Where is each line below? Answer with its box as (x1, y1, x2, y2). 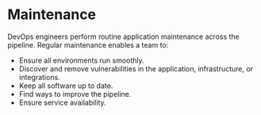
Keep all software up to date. (18, 81, 113, 90)
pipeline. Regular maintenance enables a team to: (7, 40, 169, 49)
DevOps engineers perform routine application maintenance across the (7, 32, 240, 41)
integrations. (18, 72, 60, 82)
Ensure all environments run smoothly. (18, 56, 144, 65)
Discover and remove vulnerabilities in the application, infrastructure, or (18, 63, 254, 73)
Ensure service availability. (18, 98, 106, 107)
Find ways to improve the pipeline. (18, 89, 132, 98)
